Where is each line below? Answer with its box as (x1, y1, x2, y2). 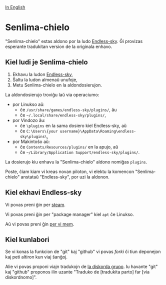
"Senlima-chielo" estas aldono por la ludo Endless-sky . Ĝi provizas (5, 38, 143, 44)
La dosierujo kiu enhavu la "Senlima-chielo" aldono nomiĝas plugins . (5, 158, 147, 164)
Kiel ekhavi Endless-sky (5, 188, 82, 197)
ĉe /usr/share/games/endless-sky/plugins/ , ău (19, 106, 117, 112)
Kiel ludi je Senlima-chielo (5, 58, 88, 66)
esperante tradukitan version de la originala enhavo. (5, 43, 112, 49)
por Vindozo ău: (12, 117, 46, 123)
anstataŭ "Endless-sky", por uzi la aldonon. (20, 173, 110, 179)
